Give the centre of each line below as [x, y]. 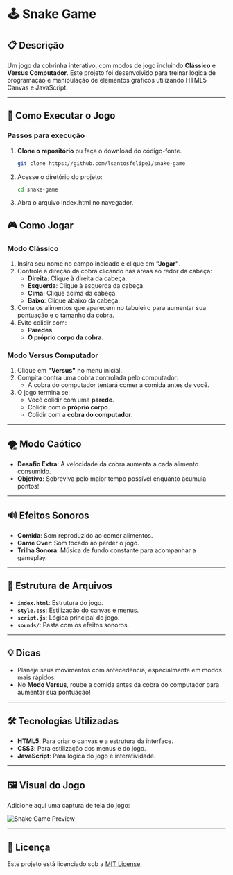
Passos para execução [46, 135]
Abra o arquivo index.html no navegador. [75, 203]
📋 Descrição [36, 45]
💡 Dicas [24, 653]
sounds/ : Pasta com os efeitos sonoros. [73, 625]
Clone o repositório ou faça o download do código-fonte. [100, 151]
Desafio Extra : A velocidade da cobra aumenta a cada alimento [108, 464]
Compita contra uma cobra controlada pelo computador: [98, 378]
